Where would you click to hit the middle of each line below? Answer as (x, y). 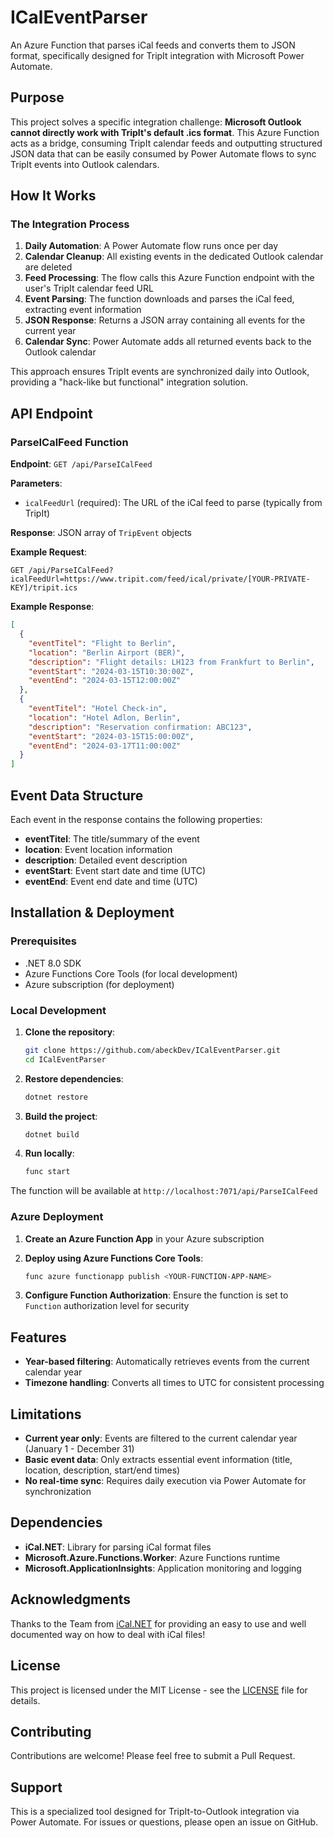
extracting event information (83, 310)
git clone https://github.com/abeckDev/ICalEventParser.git (152, 1050)
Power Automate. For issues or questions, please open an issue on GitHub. (164, 1822)
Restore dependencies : (74, 1078)
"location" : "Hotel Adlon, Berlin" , (105, 717)
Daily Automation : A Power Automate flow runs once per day (151, 246)
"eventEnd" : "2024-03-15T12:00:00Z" (105, 681)
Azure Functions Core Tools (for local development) (131, 973)
